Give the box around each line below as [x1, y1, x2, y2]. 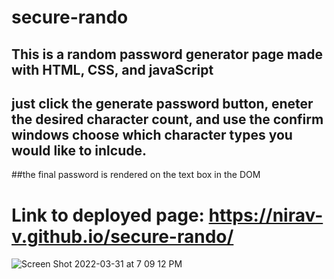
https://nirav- [208, 204, 324, 226]
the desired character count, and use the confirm [11, 111, 324, 128]
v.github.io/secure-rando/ [11, 225, 234, 248]
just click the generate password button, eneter [11, 95, 314, 112]
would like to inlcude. [11, 142, 147, 159]
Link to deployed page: [11, 204, 205, 226]
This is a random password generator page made [11, 46, 323, 63]
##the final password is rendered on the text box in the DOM [11, 169, 261, 181]
